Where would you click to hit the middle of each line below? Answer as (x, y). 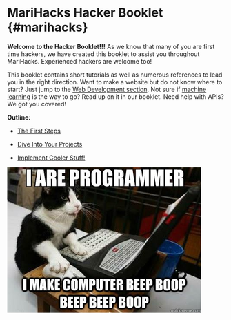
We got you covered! (37, 104)
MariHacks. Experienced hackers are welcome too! (80, 61)
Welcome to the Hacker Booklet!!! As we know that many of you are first (111, 46)
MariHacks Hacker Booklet (85, 13)
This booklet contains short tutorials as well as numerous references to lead (115, 75)
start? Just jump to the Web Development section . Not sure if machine (107, 89)
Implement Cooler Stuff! (51, 158)
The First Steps (39, 131)
